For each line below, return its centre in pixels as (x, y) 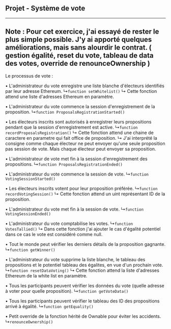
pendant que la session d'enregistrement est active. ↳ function (72, 127)
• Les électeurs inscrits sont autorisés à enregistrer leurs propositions (78, 121)
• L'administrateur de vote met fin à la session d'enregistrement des (76, 159)
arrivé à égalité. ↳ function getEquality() (49, 306)
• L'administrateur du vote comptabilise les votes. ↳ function (69, 223)
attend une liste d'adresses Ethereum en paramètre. (60, 96)
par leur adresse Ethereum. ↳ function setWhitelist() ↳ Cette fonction (81, 91)
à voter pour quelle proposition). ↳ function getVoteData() (67, 291)
